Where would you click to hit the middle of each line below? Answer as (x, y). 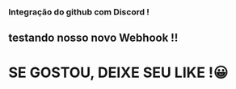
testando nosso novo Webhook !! (93, 38)
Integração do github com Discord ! (79, 12)
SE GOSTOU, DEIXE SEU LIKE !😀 (118, 73)
